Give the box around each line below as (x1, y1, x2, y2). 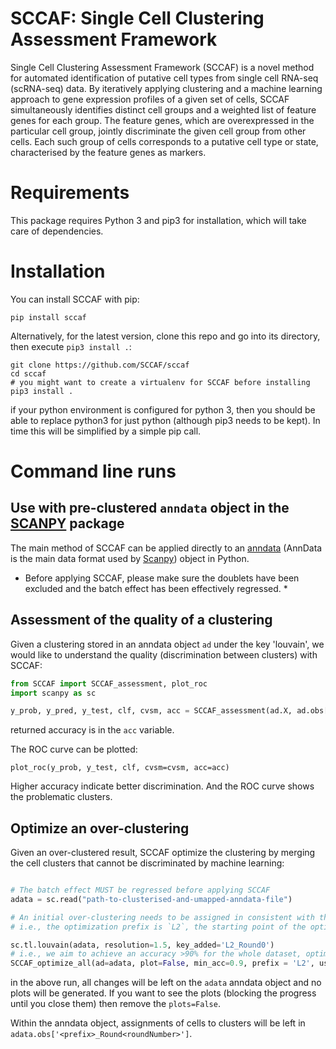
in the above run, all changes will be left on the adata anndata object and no (10, 977, 322, 989)
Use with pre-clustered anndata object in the (10, 500, 290, 517)
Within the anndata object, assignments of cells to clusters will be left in (10, 1017, 306, 1029)
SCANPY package (10, 515, 125, 532)
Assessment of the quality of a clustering (10, 612, 273, 629)
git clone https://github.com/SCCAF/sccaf (10, 360, 190, 370)
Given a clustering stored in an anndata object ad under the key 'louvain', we (10, 638, 325, 650)
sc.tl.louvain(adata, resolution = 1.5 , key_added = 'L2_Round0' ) (10, 940, 275, 950)
